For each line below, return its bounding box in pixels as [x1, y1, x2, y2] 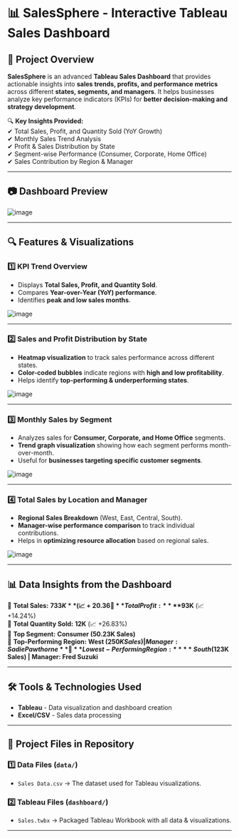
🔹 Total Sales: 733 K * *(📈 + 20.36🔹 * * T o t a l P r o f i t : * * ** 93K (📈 [7, 601, 205, 610]
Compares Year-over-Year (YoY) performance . [17, 288, 157, 296]
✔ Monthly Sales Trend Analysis [7, 135, 102, 143]
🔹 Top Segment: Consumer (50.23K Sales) [7, 630, 136, 638]
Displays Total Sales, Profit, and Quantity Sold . [17, 280, 158, 289]
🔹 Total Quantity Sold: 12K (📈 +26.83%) [7, 620, 128, 628]
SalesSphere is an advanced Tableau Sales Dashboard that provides [7, 72, 211, 81]
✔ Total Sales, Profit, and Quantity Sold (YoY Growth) [7, 127, 162, 135]
